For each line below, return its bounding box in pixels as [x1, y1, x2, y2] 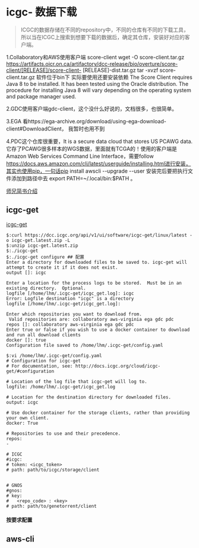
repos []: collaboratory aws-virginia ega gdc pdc [6, 321, 134, 327]
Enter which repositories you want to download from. [6, 311, 143, 317]
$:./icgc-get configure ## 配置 [6, 254, 84, 260]
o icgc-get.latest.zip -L [6, 237, 70, 243]
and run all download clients [6, 332, 81, 338]
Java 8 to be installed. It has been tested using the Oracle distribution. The [6, 80, 189, 87]
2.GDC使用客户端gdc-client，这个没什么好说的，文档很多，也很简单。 [6, 105, 178, 112]
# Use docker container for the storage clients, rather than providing [6, 410, 190, 416]
